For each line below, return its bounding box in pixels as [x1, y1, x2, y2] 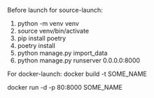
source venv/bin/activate [17, 27, 90, 35]
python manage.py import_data [17, 49, 108, 57]
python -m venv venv [17, 19, 79, 27]
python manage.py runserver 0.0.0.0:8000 [17, 56, 141, 65]
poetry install [17, 42, 56, 49]
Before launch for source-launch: [7, 6, 103, 14]
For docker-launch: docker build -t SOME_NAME [7, 70, 147, 78]
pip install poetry [17, 34, 66, 42]
